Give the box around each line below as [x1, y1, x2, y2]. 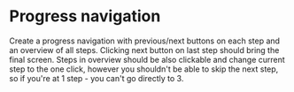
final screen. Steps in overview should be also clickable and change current [9, 54, 285, 65]
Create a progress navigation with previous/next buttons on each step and [9, 35, 281, 46]
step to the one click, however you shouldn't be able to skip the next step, [9, 64, 279, 74]
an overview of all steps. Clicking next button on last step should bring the [9, 44, 280, 55]
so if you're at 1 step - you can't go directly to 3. [9, 73, 184, 83]
